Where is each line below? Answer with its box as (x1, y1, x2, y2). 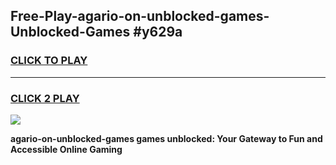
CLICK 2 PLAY (10, 91, 80, 105)
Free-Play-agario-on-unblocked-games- (10, 8, 270, 25)
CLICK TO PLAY (10, 54, 88, 68)
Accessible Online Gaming (10, 143, 123, 155)
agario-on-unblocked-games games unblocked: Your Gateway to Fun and (10, 132, 323, 144)
